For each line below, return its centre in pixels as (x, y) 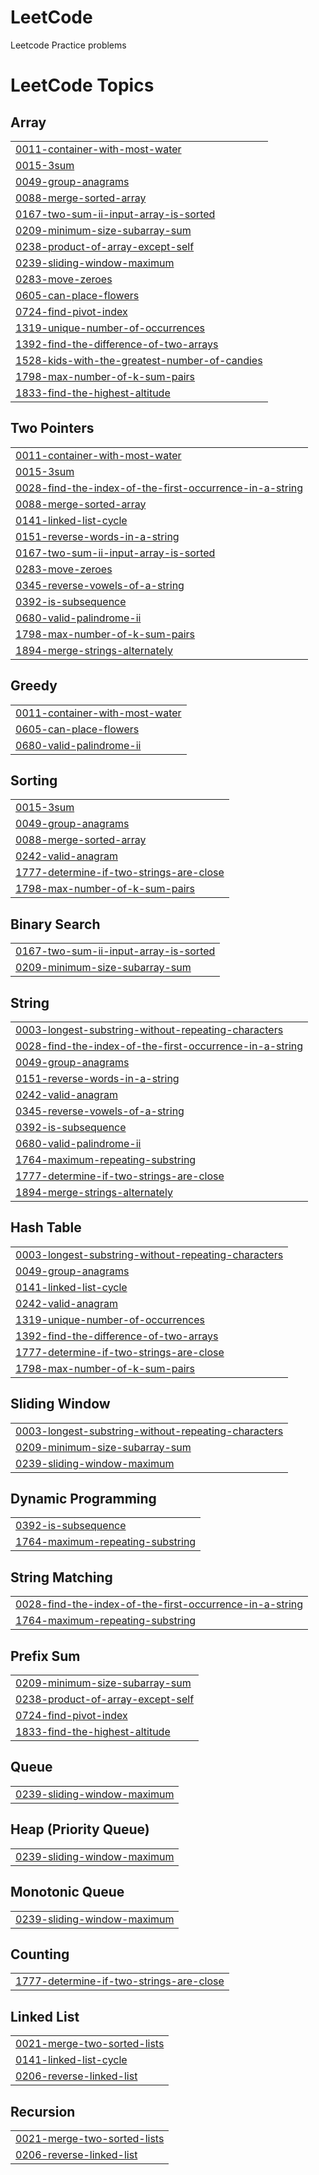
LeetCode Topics (82, 85)
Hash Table (46, 1227)
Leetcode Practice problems (68, 45)
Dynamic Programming (83, 1499)
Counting (40, 1954)
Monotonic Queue (67, 1892)
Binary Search (55, 924)
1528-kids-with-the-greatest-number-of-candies (139, 360)
